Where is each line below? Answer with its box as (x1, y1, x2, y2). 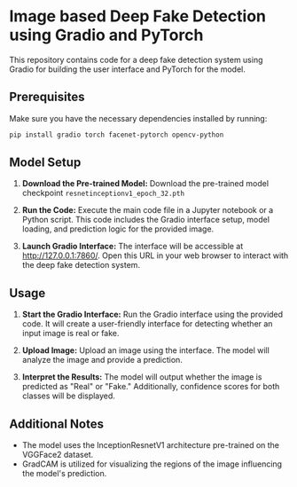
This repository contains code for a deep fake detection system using (9, 54, 263, 65)
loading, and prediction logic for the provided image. (21, 224, 215, 234)
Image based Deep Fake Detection (9, 6, 266, 27)
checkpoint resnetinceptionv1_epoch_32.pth (21, 188, 184, 199)
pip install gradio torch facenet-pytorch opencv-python (9, 130, 224, 139)
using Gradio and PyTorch (9, 25, 204, 45)
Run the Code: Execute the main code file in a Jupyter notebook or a (21, 205, 274, 216)
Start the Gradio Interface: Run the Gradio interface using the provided (21, 309, 284, 320)
